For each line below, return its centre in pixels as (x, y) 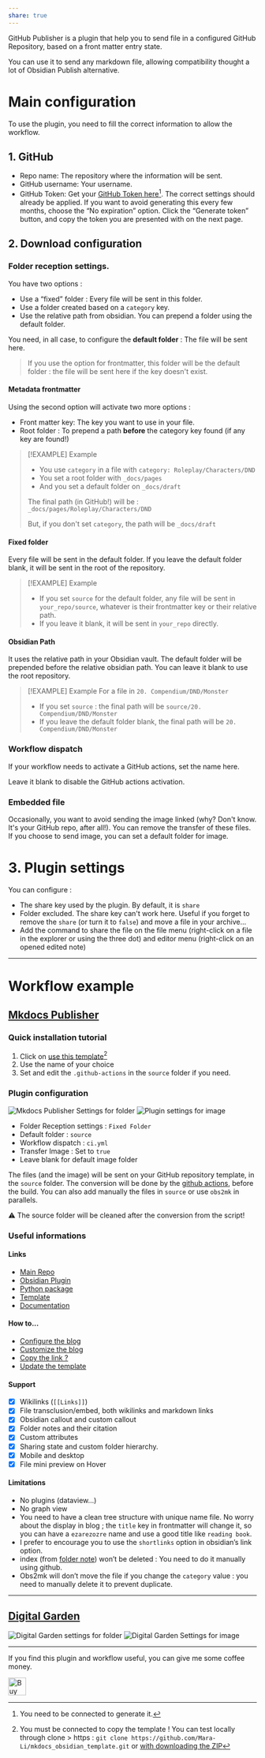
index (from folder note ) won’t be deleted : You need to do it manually (132, 1558)
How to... (24, 1323)
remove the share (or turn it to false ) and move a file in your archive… (133, 922)
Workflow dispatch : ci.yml (64, 1143)
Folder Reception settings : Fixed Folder (85, 1126)
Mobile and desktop (52, 1455)
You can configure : (40, 889)
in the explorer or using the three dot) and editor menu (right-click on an (137, 938)
